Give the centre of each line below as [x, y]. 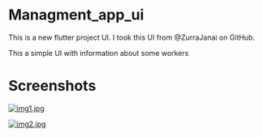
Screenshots [52, 86]
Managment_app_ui [76, 15]
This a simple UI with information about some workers [99, 53]
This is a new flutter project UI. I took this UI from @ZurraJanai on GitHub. [132, 37]
